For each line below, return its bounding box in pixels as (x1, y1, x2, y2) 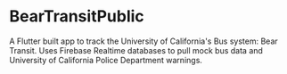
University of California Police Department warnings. (9, 54, 203, 65)
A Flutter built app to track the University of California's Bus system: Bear (9, 36, 278, 46)
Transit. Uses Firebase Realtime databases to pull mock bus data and (9, 45, 263, 55)
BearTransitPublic (9, 6, 144, 27)
